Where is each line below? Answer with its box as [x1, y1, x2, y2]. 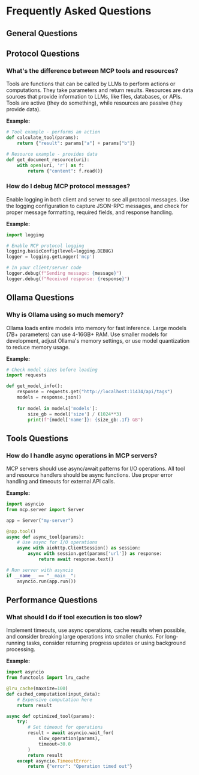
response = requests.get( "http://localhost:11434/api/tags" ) [17, 389, 173, 395]
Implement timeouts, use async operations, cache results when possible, [6, 626, 186, 634]
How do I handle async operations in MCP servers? [6, 451, 158, 459]
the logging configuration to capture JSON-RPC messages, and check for [6, 202, 188, 209]
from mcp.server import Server [6, 506, 85, 512]
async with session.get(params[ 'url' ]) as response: [28, 551, 162, 557]
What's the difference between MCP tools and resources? [6, 66, 179, 75]
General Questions [6, 28, 78, 38]
